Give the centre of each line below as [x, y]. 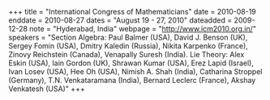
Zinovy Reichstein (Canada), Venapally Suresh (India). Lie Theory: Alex [126, 54]
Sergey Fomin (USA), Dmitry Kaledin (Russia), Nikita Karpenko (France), [129, 46]
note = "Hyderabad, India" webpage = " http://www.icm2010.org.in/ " [143, 29]
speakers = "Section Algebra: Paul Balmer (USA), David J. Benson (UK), [128, 37]
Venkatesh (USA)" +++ [47, 89]
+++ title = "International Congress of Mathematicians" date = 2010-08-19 [133, 12]
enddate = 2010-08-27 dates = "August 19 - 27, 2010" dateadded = [120, 20]
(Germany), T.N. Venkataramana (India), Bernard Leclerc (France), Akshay [132, 80]
